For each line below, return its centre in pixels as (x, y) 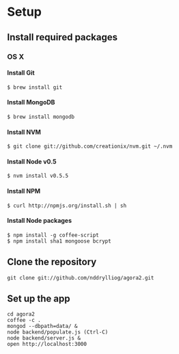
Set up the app (39, 298)
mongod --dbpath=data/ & (42, 326)
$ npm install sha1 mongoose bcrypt (59, 241)
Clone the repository (52, 262)
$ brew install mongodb (41, 117)
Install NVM (24, 132)
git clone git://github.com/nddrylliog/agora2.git (81, 277)
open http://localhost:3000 (47, 344)
